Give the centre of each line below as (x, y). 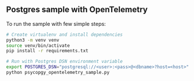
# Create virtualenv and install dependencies (64, 35)
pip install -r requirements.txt (47, 51)
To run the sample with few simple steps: (56, 23)
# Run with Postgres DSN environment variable (64, 62)
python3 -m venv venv (33, 40)
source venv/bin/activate (38, 45)
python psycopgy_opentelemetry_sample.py (58, 73)
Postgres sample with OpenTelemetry (77, 10)
